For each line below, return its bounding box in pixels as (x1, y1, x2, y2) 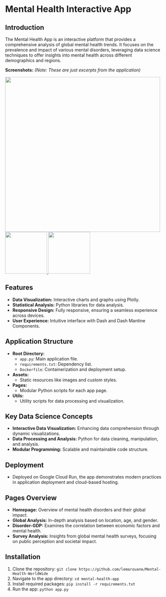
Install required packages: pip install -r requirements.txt (12, 581, 135, 587)
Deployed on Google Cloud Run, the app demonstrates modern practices (12, 474, 162, 480)
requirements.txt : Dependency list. (19, 361, 93, 367)
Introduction (5, 23, 45, 32)
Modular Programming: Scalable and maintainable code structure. (12, 446, 149, 452)
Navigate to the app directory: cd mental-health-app (12, 575, 119, 581)
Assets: (12, 371, 29, 377)
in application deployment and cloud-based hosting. (12, 479, 119, 485)
